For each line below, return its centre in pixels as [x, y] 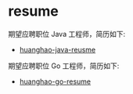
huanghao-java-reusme [58, 49]
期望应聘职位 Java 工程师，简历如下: [67, 34]
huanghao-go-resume [55, 81]
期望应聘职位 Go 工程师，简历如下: [64, 66]
